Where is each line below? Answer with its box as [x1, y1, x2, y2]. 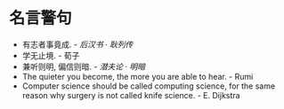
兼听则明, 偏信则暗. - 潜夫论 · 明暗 [21, 61, 146, 72]
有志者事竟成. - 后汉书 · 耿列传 [21, 39, 134, 50]
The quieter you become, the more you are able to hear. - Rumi [21, 71, 254, 82]
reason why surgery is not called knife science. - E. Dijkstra [21, 90, 240, 100]
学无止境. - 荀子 [21, 50, 80, 60]
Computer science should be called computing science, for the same [21, 81, 276, 91]
